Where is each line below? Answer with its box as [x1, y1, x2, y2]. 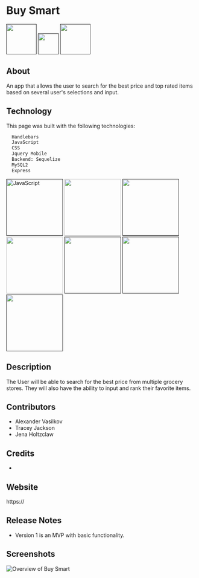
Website [6, 482, 38, 492]
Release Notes [6, 515, 62, 526]
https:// [6, 498, 25, 505]
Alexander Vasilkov [14, 418, 63, 425]
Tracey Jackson [14, 424, 55, 432]
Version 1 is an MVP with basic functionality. [14, 531, 125, 539]
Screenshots [6, 549, 55, 559]
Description [6, 362, 51, 372]
